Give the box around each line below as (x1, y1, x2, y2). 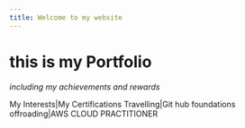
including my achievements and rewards (9, 81, 160, 92)
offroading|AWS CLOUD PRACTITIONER (9, 108, 159, 119)
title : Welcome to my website (9, 13, 123, 22)
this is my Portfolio (9, 51, 152, 72)
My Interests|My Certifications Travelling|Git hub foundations (9, 98, 236, 109)
